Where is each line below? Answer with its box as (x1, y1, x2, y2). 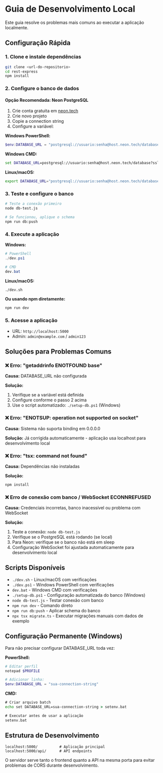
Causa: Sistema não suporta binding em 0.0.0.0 (5, 425, 100, 432)
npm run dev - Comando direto (12, 603, 73, 608)
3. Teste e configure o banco (5, 190, 74, 197)
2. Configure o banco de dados (5, 85, 79, 92)
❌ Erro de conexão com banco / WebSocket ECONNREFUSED (5, 493, 151, 500)
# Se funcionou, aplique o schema (5, 215, 75, 220)
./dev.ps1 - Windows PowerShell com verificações (12, 582, 114, 587)
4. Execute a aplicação (5, 230, 60, 237)
